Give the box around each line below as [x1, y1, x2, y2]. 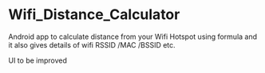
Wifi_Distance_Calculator [8, 6, 180, 24]
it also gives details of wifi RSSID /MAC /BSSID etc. [8, 40, 176, 49]
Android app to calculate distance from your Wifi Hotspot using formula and [8, 32, 258, 41]
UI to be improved [8, 56, 68, 65]
